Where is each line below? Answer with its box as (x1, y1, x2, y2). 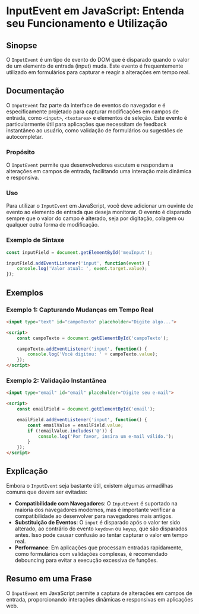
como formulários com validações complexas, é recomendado (14, 550, 168, 557)
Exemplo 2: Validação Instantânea (6, 376, 107, 384)
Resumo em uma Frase (6, 574, 92, 584)
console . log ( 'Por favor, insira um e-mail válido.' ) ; (37, 433, 174, 440)
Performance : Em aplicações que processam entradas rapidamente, (14, 544, 183, 551)
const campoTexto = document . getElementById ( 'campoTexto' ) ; (17, 335, 169, 341)
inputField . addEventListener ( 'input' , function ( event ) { (6, 260, 150, 266)
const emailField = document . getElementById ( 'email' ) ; (17, 406, 156, 412)
